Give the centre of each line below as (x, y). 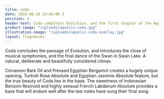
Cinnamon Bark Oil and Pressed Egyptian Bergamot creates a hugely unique (82, 70)
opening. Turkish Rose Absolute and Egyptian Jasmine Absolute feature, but (82, 76)
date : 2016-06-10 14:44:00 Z (35, 14)
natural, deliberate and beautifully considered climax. (59, 61)
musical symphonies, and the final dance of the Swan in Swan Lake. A (76, 56)
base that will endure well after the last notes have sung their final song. (77, 91)
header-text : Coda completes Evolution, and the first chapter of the (78, 23)
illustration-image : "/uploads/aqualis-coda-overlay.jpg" (65, 32)
